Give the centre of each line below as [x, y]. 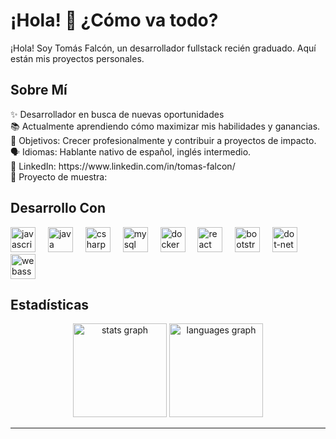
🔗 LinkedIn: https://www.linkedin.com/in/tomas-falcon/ [123, 166]
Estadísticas [50, 304]
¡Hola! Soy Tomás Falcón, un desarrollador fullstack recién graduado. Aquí [163, 48]
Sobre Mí [39, 90]
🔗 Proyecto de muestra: [59, 176]
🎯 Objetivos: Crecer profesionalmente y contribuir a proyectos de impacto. [163, 140]
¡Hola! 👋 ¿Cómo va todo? [114, 20]
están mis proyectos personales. [77, 58]
